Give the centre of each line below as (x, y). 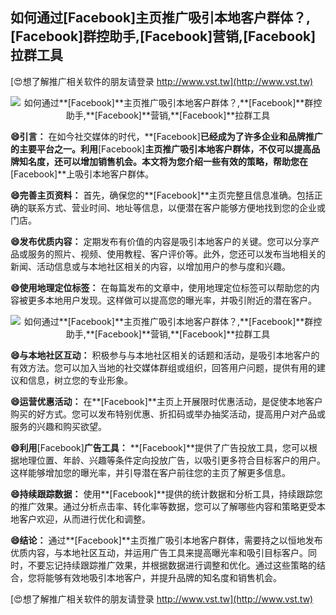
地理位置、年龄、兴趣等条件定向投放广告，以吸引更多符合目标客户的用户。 (172, 460)
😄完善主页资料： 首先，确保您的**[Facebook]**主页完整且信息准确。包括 (162, 195)
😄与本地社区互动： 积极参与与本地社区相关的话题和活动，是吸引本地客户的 (165, 355)
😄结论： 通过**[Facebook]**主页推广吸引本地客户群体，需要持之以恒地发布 (166, 540)
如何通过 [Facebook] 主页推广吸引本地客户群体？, (161, 18)
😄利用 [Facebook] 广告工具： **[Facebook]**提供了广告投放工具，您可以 (160, 447)
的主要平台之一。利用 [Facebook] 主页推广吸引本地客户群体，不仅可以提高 (161, 149)
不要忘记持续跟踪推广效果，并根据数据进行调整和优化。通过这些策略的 (172, 565)
